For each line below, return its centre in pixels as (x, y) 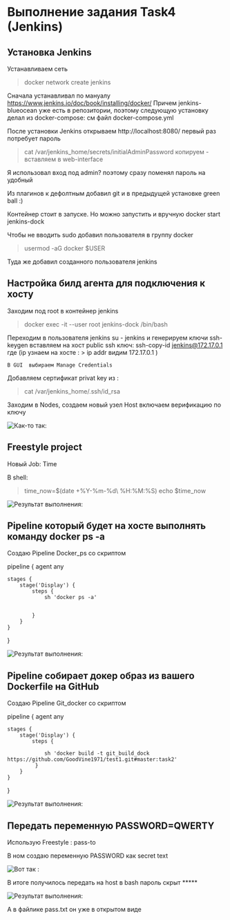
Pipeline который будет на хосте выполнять (106, 526)
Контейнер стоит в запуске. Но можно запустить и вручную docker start (114, 214)
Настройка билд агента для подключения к (106, 283)
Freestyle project (45, 447)
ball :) (15, 201)
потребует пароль (34, 138)
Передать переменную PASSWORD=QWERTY (111, 826)
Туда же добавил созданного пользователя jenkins (82, 261)
